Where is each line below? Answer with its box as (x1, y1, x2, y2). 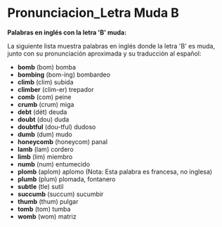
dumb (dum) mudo (17, 130, 72, 138)
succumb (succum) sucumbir (17, 190, 104, 198)
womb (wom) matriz (17, 212, 77, 221)
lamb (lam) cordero (17, 145, 74, 153)
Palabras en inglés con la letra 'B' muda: (7, 28, 127, 37)
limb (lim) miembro (17, 153, 73, 161)
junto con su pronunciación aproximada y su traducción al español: (7, 49, 202, 58)
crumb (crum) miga (17, 100, 74, 108)
